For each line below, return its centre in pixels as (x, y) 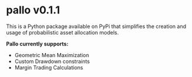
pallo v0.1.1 (33, 10)
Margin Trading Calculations (49, 67)
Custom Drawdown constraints (52, 61)
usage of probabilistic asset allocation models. (62, 32)
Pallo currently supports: (37, 44)
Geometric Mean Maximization (52, 55)
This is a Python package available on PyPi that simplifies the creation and (96, 26)
